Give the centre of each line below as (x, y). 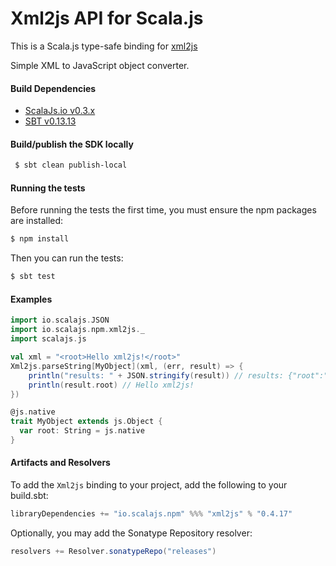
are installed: (37, 221)
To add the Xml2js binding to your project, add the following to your (149, 485)
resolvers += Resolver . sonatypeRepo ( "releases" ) (113, 551)
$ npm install (40, 239)
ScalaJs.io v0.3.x (60, 111)
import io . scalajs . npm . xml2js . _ (77, 330)
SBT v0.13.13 (50, 121)
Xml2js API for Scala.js (107, 18)
